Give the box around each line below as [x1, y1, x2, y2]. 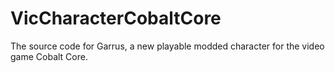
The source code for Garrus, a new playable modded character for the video [10, 40, 325, 52]
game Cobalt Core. [10, 50, 88, 62]
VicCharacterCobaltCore [10, 7, 222, 30]
